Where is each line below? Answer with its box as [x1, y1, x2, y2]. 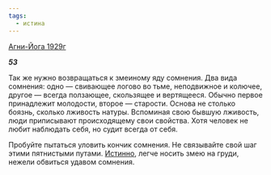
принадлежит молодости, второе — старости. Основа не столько [8, 98, 236, 108]
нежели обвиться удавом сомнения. [8, 156, 135, 166]
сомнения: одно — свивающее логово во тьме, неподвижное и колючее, [8, 81, 263, 91]
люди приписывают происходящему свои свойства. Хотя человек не [8, 115, 248, 125]
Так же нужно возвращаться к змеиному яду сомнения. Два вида [8, 73, 238, 82]
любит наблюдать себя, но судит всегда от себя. [8, 124, 178, 134]
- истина [15, 19, 45, 27]
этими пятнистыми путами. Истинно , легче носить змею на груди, [8, 148, 239, 158]
